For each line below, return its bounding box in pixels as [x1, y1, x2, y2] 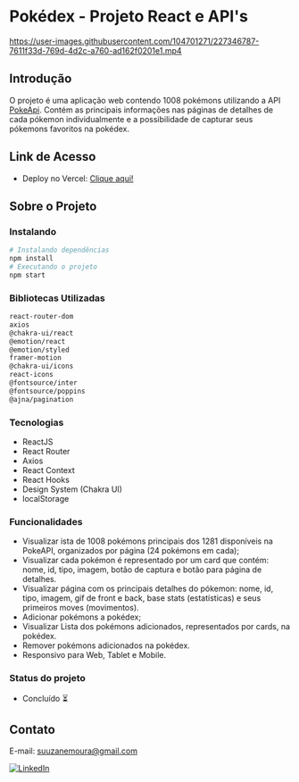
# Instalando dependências [9, 245, 110, 255]
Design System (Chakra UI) [21, 484, 123, 495]
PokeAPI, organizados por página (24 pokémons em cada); [21, 545, 239, 556]
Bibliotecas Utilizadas [9, 292, 105, 304]
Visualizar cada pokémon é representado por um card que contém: [21, 555, 270, 566]
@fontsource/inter [9, 379, 78, 387]
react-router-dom [9, 312, 74, 321]
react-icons [9, 370, 54, 379]
